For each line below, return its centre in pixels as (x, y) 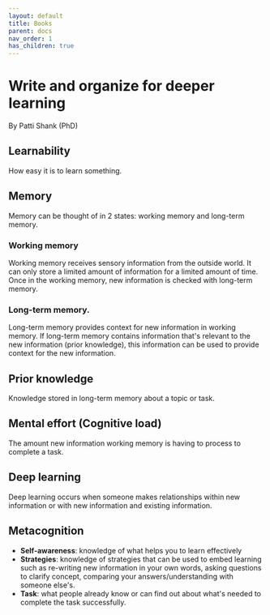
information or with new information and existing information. (110, 505)
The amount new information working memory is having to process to (125, 443)
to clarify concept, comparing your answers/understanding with (126, 576)
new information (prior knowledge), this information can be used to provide (134, 344)
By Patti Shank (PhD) (43, 126)
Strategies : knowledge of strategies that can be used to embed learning (141, 559)
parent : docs (30, 31)
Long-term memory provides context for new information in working (122, 327)
